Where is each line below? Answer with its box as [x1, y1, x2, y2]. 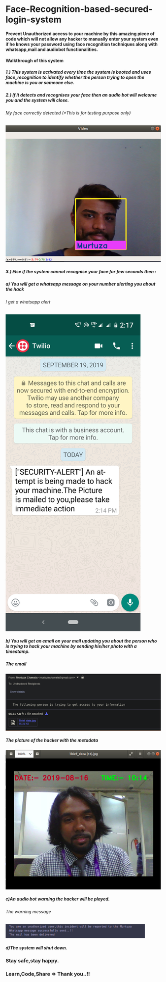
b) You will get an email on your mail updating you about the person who [5, 638, 157, 644]
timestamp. [5, 648, 30, 654]
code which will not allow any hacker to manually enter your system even [5, 36, 159, 42]
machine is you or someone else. [5, 79, 75, 85]
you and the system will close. [5, 98, 69, 103]
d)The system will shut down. [5, 944, 68, 951]
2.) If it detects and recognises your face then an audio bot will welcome [5, 92, 157, 98]
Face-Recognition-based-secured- [5, 3, 153, 15]
